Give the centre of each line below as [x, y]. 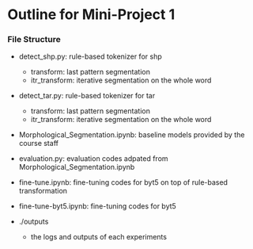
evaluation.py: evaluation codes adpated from [93, 159]
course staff [38, 144]
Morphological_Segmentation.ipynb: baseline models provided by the [132, 135]
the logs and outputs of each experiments [99, 237]
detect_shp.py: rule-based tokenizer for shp [91, 56]
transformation [43, 191]
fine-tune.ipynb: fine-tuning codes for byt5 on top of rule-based [123, 182]
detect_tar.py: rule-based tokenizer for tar [87, 96]
